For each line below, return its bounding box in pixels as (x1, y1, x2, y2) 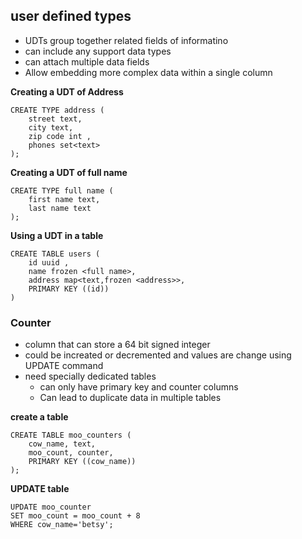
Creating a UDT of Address (10, 85, 124, 98)
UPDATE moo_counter (10, 502, 92, 513)
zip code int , (28, 131, 92, 141)
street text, (28, 114, 83, 124)
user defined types (10, 8, 132, 25)
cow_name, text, (28, 439, 97, 449)
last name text (28, 203, 92, 213)
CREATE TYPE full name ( (10, 185, 114, 196)
